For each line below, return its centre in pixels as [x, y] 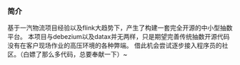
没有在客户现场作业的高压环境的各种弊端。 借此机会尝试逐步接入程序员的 [115, 46]
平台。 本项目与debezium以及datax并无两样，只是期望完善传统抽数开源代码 [119, 37]
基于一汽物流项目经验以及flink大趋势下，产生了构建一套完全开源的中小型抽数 [120, 28]
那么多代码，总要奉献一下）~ [85, 54]
